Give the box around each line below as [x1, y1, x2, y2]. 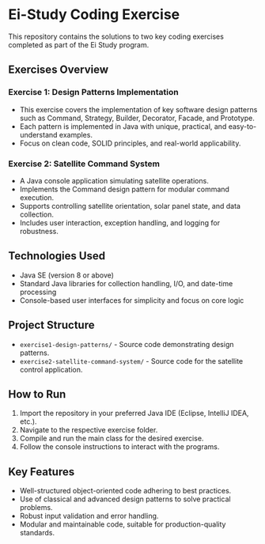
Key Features [8, 465, 75, 478]
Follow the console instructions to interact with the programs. [19, 442, 220, 451]
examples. [59, 130, 93, 139]
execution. [19, 192, 55, 202]
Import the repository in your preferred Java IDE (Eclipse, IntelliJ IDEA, [19, 409, 249, 418]
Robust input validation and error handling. [19, 512, 159, 521]
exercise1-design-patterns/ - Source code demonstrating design [19, 339, 235, 349]
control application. [19, 365, 83, 374]
